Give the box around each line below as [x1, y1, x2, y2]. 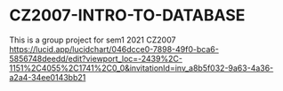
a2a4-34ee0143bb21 [9, 72, 86, 82]
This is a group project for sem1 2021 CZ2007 [9, 34, 176, 45]
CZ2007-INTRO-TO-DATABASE [9, 5, 246, 26]
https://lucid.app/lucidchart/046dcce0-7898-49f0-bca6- [9, 43, 220, 54]
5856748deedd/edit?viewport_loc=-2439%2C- [9, 53, 182, 64]
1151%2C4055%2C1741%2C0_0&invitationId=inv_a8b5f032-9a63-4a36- [9, 63, 274, 73]
